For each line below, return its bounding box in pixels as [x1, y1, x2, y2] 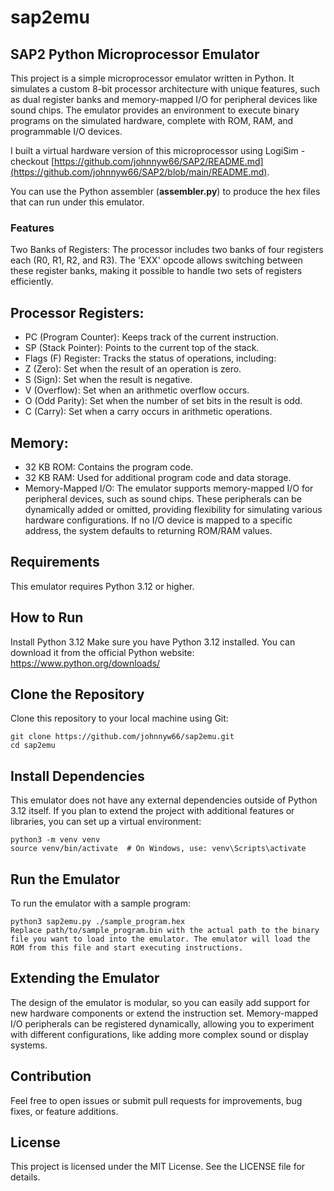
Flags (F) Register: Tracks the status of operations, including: [24, 352, 277, 365]
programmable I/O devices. [10, 126, 123, 137]
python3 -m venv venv [10, 835, 101, 845]
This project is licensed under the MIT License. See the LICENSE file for [10, 1161, 306, 1173]
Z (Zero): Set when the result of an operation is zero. [24, 363, 242, 375]
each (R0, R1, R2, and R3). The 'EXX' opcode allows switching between [10, 254, 303, 266]
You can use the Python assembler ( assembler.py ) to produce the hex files [10, 186, 321, 197]
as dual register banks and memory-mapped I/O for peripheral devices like [10, 94, 318, 105]
